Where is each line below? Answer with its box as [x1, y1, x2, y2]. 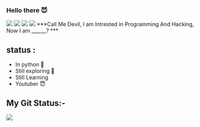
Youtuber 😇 [15, 80, 46, 88]
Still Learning [15, 74, 49, 81]
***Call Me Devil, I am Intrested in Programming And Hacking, [36, 21, 195, 28]
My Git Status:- [6, 98, 66, 108]
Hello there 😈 [6, 6, 48, 15]
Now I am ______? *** [6, 27, 59, 35]
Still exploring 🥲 [15, 67, 55, 75]
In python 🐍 [15, 61, 45, 68]
